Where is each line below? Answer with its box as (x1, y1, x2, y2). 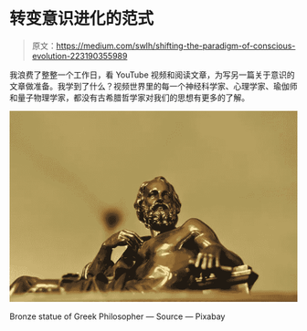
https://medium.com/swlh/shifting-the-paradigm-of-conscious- (56, 40, 296, 51)
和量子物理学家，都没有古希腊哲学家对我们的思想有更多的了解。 (9, 92, 249, 103)
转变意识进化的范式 (9, 8, 154, 29)
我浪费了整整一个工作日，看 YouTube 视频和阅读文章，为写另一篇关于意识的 (9, 69, 295, 80)
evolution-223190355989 (31, 50, 128, 61)
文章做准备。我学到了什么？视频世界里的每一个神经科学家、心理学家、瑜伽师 (9, 80, 298, 91)
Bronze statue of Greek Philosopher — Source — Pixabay (9, 311, 226, 322)
